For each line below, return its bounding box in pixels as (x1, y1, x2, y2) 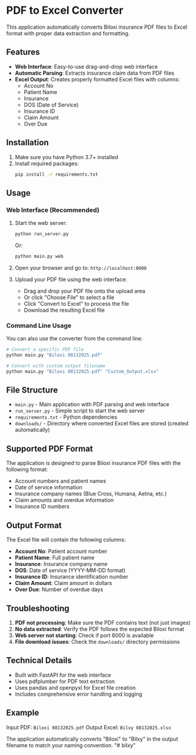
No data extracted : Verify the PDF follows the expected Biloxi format (14, 625, 185, 632)
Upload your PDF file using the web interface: (14, 276, 127, 283)
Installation (6, 138, 49, 148)
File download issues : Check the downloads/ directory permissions (14, 638, 180, 645)
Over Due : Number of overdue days (14, 586, 103, 593)
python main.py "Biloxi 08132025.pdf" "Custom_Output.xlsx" (6, 369, 160, 375)
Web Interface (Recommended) (6, 206, 100, 214)
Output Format (6, 520, 62, 530)
